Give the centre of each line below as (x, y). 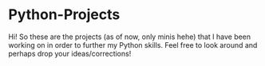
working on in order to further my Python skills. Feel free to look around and (133, 45)
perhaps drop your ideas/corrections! (70, 53)
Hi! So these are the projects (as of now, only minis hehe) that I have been (130, 37)
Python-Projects (64, 15)
